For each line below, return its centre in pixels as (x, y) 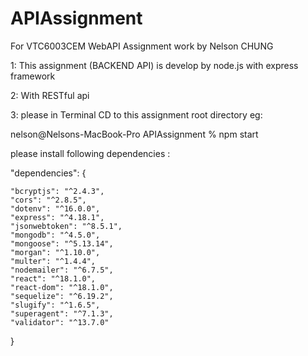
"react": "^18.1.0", (53, 278)
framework (33, 76)
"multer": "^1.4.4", (53, 261)
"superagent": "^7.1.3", (62, 313)
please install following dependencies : (90, 153)
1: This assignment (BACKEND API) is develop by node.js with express (154, 65)
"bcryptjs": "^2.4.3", (57, 191)
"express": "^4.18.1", (57, 217)
